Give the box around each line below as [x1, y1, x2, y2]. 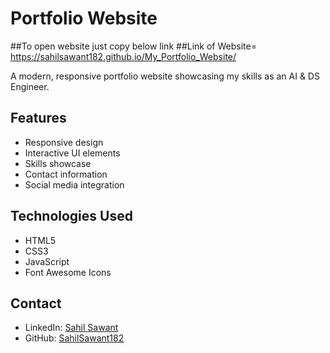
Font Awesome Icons [24, 266, 112, 278]
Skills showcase [24, 157, 92, 169]
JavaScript [24, 255, 70, 267]
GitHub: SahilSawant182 [24, 332, 125, 344]
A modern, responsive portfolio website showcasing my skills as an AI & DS [10, 70, 320, 82]
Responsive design [24, 136, 104, 148]
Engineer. [10, 80, 50, 92]
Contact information [24, 168, 108, 180]
